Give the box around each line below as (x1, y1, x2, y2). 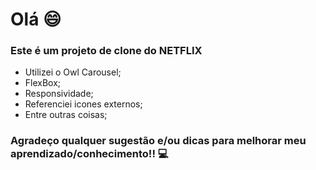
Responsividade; (24, 88, 94, 100)
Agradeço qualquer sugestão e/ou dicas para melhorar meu (10, 134, 307, 148)
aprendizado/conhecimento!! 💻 (10, 147, 169, 161)
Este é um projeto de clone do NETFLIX (10, 44, 203, 58)
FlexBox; (24, 77, 62, 89)
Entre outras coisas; (24, 109, 108, 121)
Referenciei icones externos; (24, 98, 143, 110)
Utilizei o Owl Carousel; (24, 66, 122, 78)
